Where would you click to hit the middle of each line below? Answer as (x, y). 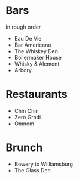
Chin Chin (27, 110)
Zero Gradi (28, 117)
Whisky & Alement (37, 64)
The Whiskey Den (36, 51)
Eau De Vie (28, 38)
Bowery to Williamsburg (43, 164)
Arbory (23, 70)
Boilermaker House (38, 57)
